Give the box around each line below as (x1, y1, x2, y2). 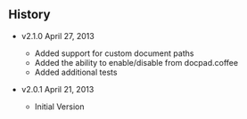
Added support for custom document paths (34, 48, 194, 59)
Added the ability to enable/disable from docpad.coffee (34, 57, 238, 67)
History (8, 7, 51, 22)
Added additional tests (34, 67, 118, 77)
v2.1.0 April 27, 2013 (21, 30, 95, 41)
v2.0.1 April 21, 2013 (21, 83, 95, 94)
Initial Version (34, 101, 86, 112)
